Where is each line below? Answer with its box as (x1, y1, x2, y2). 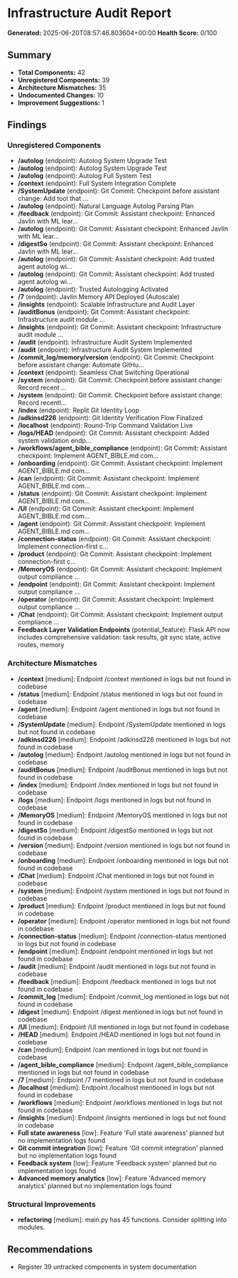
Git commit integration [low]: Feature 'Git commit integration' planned (17, 1143, 224, 1152)
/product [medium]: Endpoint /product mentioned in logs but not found (17, 901, 226, 910)
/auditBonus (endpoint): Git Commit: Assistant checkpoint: (17, 308, 190, 316)
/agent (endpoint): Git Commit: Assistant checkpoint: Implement (17, 520, 206, 528)
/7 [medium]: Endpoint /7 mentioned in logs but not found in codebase (17, 1075, 224, 1084)
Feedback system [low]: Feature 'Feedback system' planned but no (17, 1158, 217, 1167)
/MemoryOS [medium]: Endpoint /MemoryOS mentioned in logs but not (17, 810, 228, 819)
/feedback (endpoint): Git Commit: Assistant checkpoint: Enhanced (17, 209, 215, 218)
